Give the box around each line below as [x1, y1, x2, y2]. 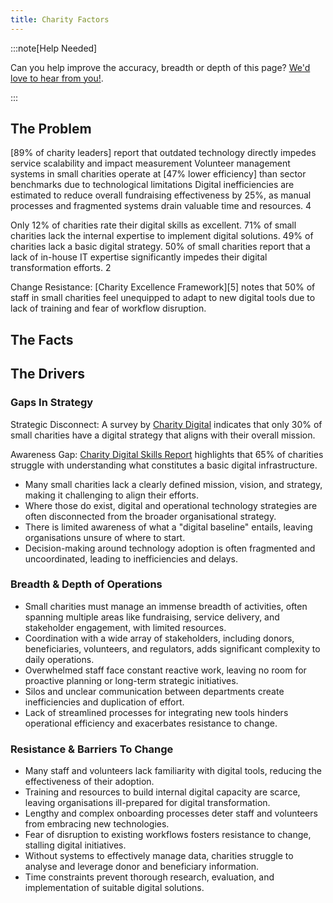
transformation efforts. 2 [10, 262, 112, 274]
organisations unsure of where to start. [24, 531, 186, 543]
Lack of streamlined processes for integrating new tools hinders [24, 706, 289, 718]
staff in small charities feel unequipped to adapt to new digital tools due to [10, 292, 316, 304]
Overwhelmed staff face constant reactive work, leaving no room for [24, 664, 307, 676]
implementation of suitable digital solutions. [24, 882, 205, 894]
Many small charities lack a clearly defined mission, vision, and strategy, [24, 478, 323, 490]
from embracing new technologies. [24, 818, 170, 830]
